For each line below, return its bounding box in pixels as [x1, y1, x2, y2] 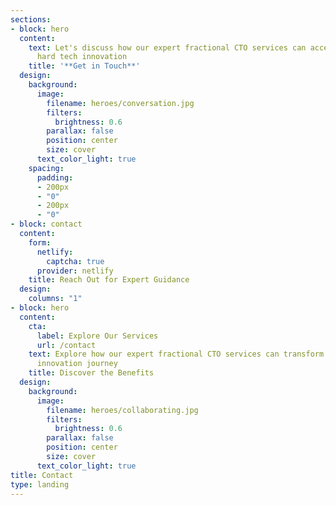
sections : [10, 14, 52, 25]
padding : [36, 172, 74, 183]
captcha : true [46, 256, 105, 266]
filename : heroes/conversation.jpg [46, 98, 195, 108]
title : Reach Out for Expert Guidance [28, 275, 190, 285]
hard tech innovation [36, 52, 128, 62]
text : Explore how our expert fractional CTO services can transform [28, 349, 325, 360]
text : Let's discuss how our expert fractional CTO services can [28, 42, 307, 53]
